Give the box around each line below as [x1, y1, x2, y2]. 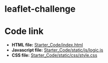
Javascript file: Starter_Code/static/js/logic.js [11, 47, 103, 53]
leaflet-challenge [4, 3, 76, 15]
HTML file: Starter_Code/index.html [11, 42, 83, 48]
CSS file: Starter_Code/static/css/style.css [11, 52, 98, 58]
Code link [4, 26, 44, 37]
